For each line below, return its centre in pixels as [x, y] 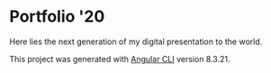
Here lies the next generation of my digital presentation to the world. [136, 41]
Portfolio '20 [57, 17]
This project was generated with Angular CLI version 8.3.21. [120, 59]
